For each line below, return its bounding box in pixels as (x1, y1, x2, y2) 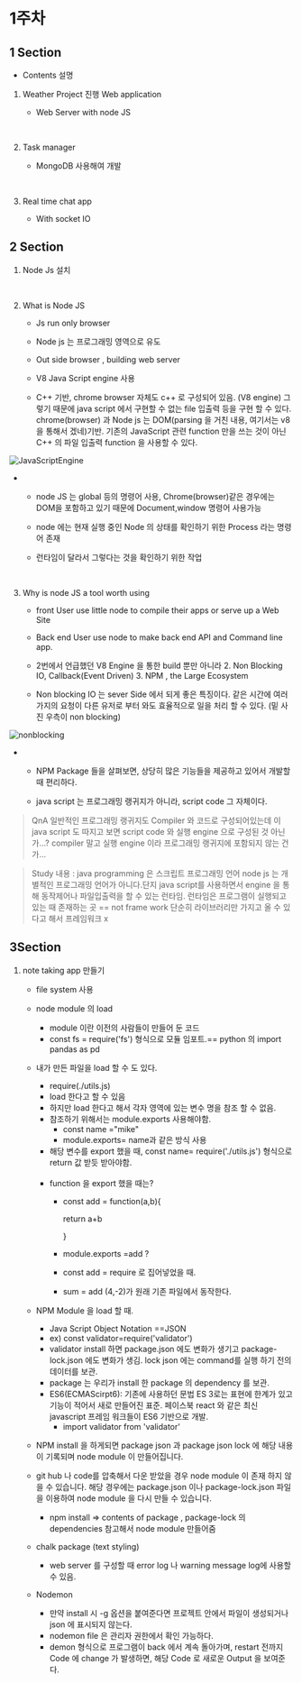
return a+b (62, 1213, 103, 1224)
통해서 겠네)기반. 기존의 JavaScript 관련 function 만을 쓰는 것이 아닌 (45, 425, 287, 436)
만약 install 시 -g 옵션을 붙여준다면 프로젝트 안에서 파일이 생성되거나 (49, 1607, 289, 1618)
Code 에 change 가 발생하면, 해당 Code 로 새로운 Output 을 (49, 1652, 262, 1663)
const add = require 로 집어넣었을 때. (62, 1267, 197, 1277)
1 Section (9, 44, 61, 59)
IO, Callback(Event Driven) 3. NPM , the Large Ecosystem (35, 670, 249, 681)
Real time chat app (22, 196, 93, 206)
